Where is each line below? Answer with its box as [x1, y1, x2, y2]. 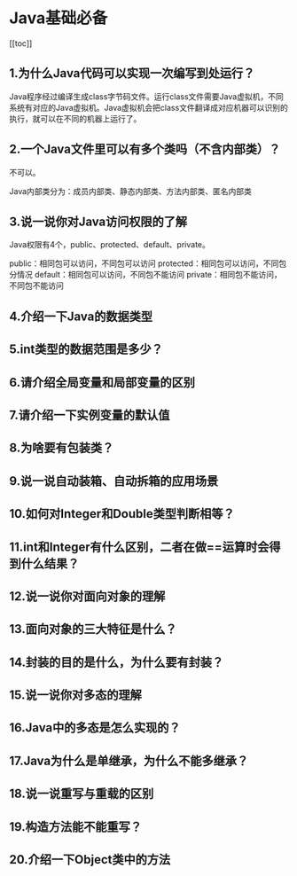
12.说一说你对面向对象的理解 [9, 589, 166, 604]
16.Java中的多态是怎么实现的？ [9, 720, 181, 736]
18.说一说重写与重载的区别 [9, 786, 154, 802]
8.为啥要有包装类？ [9, 441, 114, 456]
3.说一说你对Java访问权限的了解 [9, 214, 188, 229]
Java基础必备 [9, 8, 108, 28]
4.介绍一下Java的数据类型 [9, 309, 153, 324]
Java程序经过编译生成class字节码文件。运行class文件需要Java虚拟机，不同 [9, 90, 284, 102]
